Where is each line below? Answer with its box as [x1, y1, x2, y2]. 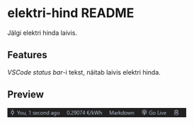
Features [7, 49, 47, 61]
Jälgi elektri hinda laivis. [7, 28, 78, 37]
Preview [7, 89, 45, 101]
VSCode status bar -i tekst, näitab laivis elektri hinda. [7, 67, 161, 76]
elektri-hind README [7, 5, 135, 21]
